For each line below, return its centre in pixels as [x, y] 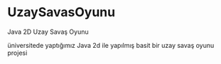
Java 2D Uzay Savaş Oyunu [48, 32]
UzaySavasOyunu [61, 12]
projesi [17, 53]
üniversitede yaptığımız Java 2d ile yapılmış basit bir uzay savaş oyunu [111, 45]
